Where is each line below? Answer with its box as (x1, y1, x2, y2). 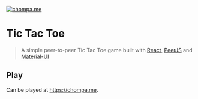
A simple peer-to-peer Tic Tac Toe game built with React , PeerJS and (20, 46, 193, 53)
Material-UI (20, 53, 49, 60)
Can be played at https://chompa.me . (6, 86, 98, 93)
